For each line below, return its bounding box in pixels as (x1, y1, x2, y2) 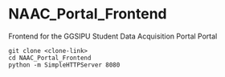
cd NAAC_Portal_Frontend (8, 54, 92, 62)
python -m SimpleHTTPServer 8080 (8, 61, 121, 69)
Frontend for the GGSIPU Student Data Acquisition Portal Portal (8, 31, 218, 41)
